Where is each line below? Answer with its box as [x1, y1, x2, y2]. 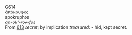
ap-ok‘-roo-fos [5, 19, 36, 25]
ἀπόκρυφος [5, 9, 29, 15]
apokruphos [5, 14, 29, 20]
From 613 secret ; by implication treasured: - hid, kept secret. [5, 24, 128, 30]
